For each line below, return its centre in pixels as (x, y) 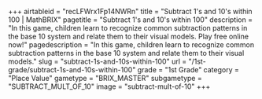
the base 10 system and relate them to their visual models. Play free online (129, 36)
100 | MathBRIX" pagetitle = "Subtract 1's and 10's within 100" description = (131, 20)
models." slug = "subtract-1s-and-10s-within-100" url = (98, 61)
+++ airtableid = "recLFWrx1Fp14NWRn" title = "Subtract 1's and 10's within (131, 11)
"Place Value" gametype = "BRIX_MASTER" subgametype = (105, 78)
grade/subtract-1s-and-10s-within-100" (72, 70)
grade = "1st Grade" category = (188, 70)
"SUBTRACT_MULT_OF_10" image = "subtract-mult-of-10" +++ (109, 86)
